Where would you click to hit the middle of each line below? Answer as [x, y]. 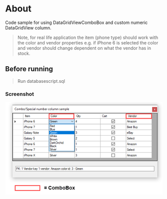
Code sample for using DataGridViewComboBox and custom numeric [76, 22]
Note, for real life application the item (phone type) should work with [88, 37]
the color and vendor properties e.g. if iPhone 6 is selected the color [88, 42]
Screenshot [19, 94]
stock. [24, 53]
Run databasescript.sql [41, 81]
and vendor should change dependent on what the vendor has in [84, 48]
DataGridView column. [28, 27]
